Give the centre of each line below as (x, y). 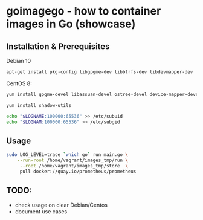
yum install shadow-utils (39, 105)
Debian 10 (19, 61)
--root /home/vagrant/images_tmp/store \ (74, 166)
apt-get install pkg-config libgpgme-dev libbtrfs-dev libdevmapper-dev (100, 72)
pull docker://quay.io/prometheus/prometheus (78, 171)
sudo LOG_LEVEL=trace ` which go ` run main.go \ (67, 155)
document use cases (41, 211)
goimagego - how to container (84, 11)
